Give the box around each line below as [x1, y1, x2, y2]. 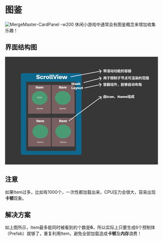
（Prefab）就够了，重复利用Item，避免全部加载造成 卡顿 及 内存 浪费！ [5, 231, 142, 237]
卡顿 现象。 [5, 195, 27, 201]
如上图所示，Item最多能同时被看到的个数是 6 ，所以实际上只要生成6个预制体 [5, 224, 155, 230]
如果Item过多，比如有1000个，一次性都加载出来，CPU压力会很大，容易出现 [5, 189, 156, 195]
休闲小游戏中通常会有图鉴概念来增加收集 [75, 21, 156, 27]
